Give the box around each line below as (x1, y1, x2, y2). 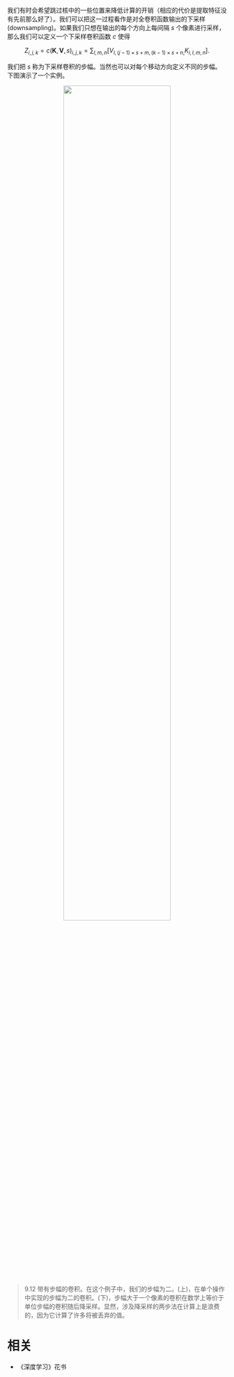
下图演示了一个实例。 (7, 71, 68, 79)
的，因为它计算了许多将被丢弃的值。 (24, 1311, 129, 1319)
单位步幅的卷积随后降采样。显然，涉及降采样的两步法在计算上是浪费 (24, 1302, 220, 1311)
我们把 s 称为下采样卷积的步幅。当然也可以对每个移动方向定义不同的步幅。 (7, 62, 221, 71)
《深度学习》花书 (17, 1362, 67, 1371)
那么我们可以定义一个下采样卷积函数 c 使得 (7, 32, 130, 41)
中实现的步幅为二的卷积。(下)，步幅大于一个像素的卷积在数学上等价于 (24, 1293, 225, 1302)
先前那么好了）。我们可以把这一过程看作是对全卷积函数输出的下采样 (13, 15, 205, 23)
